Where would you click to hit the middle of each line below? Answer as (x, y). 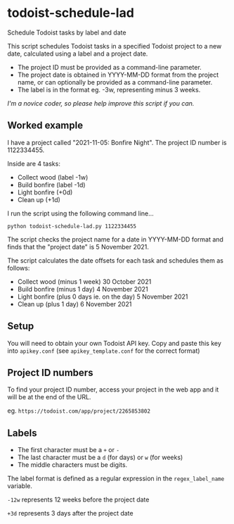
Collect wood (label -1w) (53, 177)
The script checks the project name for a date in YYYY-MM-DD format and (115, 239)
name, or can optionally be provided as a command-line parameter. (115, 82)
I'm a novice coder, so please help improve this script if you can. (101, 103)
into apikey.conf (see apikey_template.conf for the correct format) (104, 351)
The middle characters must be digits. (72, 465)
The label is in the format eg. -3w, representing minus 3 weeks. (109, 89)
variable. (20, 486)
